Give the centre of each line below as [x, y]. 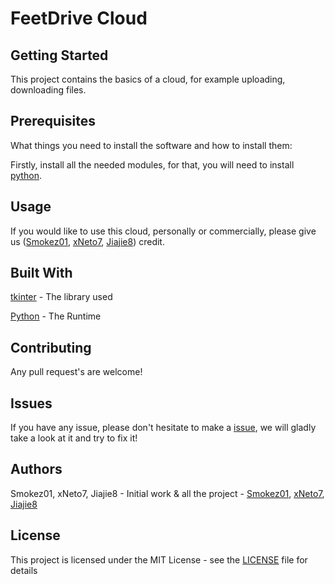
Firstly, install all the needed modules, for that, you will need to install [152, 164]
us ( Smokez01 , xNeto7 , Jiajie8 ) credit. [87, 241]
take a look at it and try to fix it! [74, 438]
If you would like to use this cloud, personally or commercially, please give [163, 231]
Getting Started [59, 55]
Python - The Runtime [56, 316]
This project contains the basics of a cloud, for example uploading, [148, 79]
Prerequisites [53, 121]
